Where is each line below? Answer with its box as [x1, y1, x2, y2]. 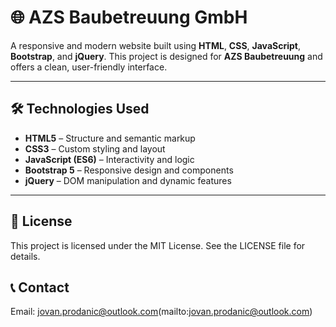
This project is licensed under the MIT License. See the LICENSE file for [10, 239, 306, 251]
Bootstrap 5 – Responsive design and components [24, 164, 234, 176]
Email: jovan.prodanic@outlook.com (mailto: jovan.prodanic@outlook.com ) [10, 306, 313, 318]
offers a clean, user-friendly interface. [10, 61, 168, 73]
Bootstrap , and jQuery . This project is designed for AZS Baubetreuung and [10, 50, 323, 62]
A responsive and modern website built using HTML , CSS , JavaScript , [10, 39, 301, 51]
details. [10, 250, 41, 262]
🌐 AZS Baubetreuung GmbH [10, 6, 248, 29]
